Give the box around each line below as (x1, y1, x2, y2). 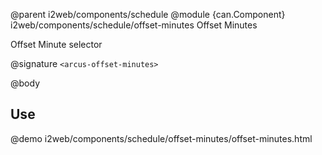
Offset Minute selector (10, 39, 103, 50)
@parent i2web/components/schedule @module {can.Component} (10, 9, 286, 20)
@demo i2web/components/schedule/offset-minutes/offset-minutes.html (10, 132, 313, 144)
